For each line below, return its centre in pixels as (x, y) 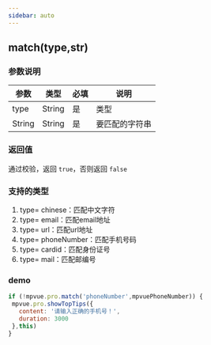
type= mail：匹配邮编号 (58, 259)
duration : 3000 (43, 318)
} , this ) (24, 326)
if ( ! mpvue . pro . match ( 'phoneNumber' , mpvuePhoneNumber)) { (105, 297)
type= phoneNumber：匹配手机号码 (78, 239)
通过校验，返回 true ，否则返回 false (68, 169)
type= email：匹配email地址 (65, 219)
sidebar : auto (32, 15)
